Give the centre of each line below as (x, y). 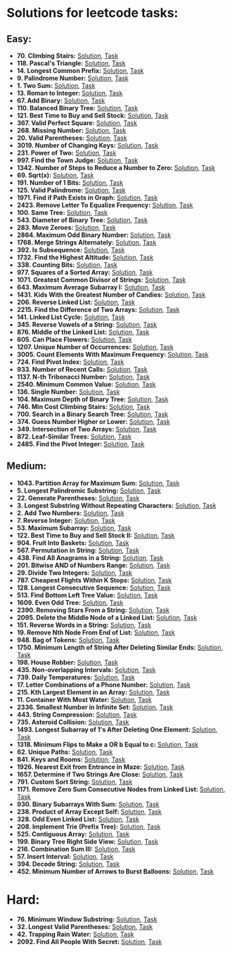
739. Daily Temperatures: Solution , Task (76, 677)
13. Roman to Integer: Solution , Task (70, 93)
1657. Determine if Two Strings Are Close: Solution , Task (100, 774)
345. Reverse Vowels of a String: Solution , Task (87, 324)
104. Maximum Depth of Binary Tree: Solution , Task (92, 399)
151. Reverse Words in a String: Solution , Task (84, 625)
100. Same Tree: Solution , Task (62, 213)
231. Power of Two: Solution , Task (66, 153)
